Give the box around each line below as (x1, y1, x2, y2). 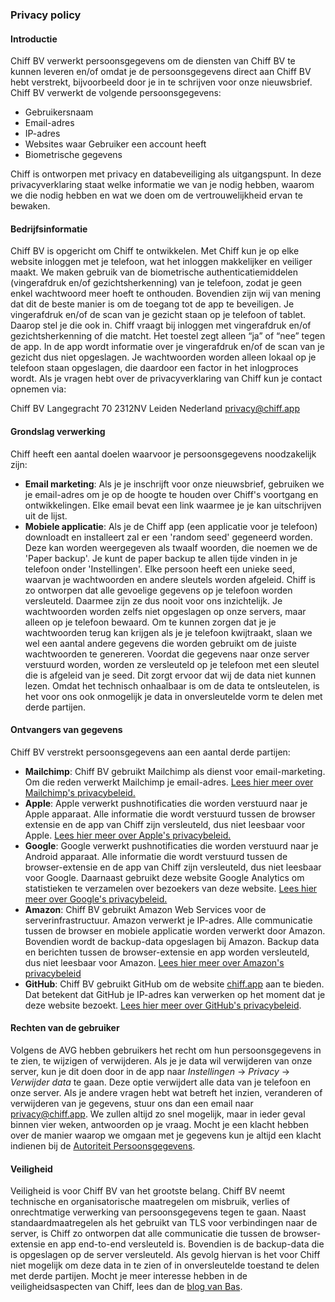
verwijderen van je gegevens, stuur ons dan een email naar (10, 1097, 254, 1109)
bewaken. (10, 200, 51, 212)
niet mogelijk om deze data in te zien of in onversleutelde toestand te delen (10, 1259, 320, 1272)
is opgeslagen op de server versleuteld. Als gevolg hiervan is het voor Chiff (10, 1249, 321, 1261)
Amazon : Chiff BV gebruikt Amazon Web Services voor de (24, 903, 267, 915)
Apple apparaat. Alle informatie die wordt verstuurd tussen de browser (24, 808, 316, 820)
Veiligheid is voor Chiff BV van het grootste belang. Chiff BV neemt (10, 1185, 286, 1197)
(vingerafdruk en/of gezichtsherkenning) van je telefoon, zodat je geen (10, 277, 302, 289)
